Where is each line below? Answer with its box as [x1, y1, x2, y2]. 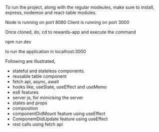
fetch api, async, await [12, 79, 59, 84]
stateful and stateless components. [12, 68, 85, 74]
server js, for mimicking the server [12, 95, 83, 100]
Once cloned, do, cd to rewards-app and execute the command [5, 29, 136, 35]
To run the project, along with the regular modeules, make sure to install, [5, 5, 154, 10]
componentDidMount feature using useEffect [12, 110, 106, 116]
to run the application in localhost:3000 [5, 49, 86, 54]
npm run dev [5, 39, 31, 45]
